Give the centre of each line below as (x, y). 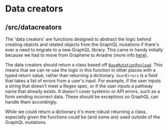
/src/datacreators (33, 27)
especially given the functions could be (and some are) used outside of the (83, 117)
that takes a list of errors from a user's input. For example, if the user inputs (83, 81)
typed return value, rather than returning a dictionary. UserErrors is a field (81, 75)
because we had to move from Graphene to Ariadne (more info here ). (77, 55)
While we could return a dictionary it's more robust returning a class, (76, 111)
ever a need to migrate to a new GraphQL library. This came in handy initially (84, 50)
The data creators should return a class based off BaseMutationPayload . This (84, 65)
